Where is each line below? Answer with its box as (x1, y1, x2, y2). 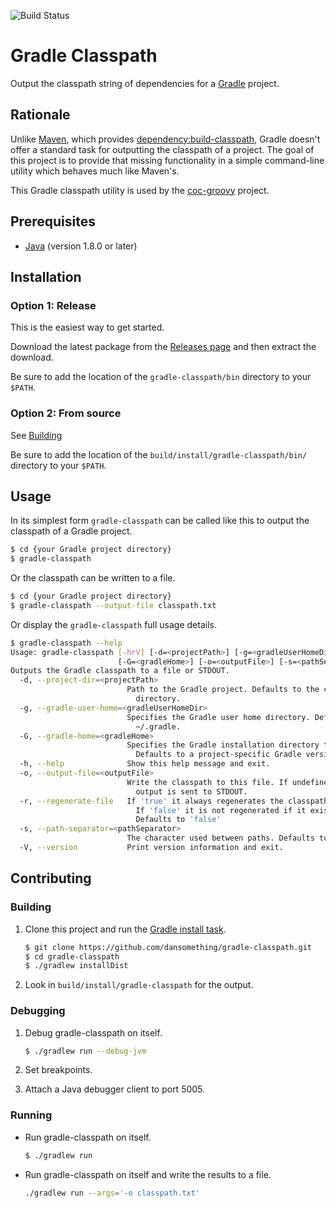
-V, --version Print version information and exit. (19, 843, 284, 853)
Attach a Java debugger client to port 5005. (24, 1083, 206, 1095)
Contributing (10, 870, 92, 887)
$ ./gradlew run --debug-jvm (24, 1046, 147, 1056)
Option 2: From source (10, 406, 122, 420)
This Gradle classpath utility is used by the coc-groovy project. (10, 184, 270, 196)
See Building (10, 429, 63, 441)
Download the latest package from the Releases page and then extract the (10, 341, 317, 353)
